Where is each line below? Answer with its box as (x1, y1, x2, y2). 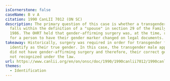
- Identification (10, 68, 47, 73)
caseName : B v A (5, 12, 39, 17)
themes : (5, 63, 22, 68)
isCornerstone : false (5, 7, 51, 13)
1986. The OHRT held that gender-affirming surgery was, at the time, (10, 31, 162, 36)
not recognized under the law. (10, 54, 76, 59)
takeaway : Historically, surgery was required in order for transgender (5, 40, 162, 45)
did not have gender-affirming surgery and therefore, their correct (10, 49, 159, 54)
